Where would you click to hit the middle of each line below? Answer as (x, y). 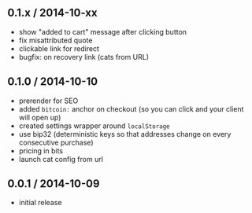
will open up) (40, 117)
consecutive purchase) (56, 142)
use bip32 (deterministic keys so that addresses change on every (125, 134)
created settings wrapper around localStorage (94, 126)
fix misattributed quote (56, 40)
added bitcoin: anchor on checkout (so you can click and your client (131, 108)
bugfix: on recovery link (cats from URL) (84, 57)
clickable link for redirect (59, 48)
